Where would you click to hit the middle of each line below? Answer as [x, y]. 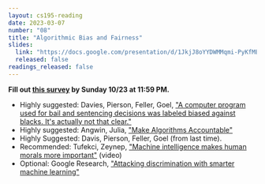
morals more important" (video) [71, 155]
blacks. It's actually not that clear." [75, 121]
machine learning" [50, 171]
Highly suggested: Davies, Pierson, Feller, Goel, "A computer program [132, 104]
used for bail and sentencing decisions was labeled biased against [127, 113]
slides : [21, 45]
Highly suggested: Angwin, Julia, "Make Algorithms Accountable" [126, 130]
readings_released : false [50, 67]
